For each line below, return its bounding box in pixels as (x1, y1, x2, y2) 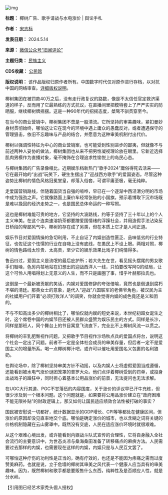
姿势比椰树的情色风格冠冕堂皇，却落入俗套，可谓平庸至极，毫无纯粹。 (5, 177, 150, 183)
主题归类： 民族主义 (5, 57, 46, 63)
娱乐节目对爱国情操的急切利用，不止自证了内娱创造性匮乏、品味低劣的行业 (5, 234, 158, 240)
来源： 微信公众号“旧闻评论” (5, 47, 63, 52)
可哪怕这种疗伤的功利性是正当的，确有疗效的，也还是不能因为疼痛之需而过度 (5, 455, 163, 461)
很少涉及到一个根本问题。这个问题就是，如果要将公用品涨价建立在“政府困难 (5, 392, 161, 397)
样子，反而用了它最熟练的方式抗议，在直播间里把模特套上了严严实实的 (13, 102, 158, 107)
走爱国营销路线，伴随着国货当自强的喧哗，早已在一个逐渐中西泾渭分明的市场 (5, 188, 163, 194)
